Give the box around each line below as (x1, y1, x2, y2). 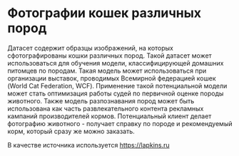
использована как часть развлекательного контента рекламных (7, 104, 204, 113)
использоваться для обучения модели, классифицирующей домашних (7, 58, 224, 67)
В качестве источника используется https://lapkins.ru (7, 140, 170, 149)
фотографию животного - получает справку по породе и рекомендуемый (7, 119, 233, 128)
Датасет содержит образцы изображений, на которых (7, 43, 173, 52)
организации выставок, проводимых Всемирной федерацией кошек (7, 73, 216, 83)
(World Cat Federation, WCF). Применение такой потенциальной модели (7, 81, 228, 90)
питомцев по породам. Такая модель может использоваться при (7, 66, 207, 75)
